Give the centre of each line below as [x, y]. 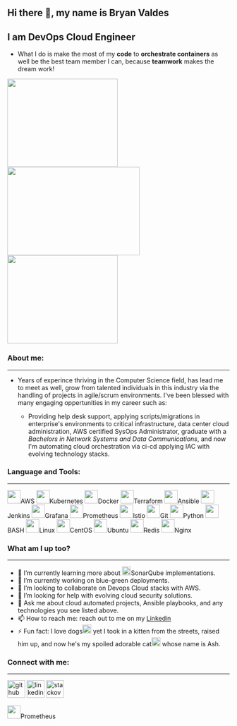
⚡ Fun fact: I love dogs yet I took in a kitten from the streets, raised [119, 631]
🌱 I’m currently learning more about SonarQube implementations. [116, 573]
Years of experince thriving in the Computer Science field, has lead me [120, 380]
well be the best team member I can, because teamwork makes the [116, 61]
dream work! [36, 69]
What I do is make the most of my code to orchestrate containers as [118, 54]
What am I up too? [39, 548]
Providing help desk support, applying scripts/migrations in [114, 416]
